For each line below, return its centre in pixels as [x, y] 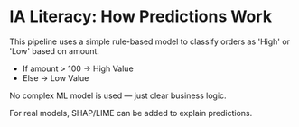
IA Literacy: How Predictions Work [141, 17]
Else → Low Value [56, 77]
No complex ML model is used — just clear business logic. [118, 95]
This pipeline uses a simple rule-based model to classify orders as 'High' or [150, 41]
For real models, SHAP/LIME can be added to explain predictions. [131, 113]
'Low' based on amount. [54, 50]
